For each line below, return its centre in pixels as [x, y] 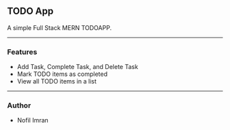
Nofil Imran [33, 120]
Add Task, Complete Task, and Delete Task [77, 67]
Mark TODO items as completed [62, 74]
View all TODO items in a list [57, 81]
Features [22, 52]
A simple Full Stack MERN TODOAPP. [59, 27]
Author [19, 105]
